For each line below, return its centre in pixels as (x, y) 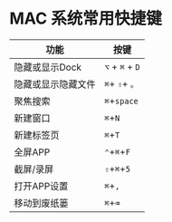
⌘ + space (121, 101)
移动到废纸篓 (42, 203)
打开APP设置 (41, 186)
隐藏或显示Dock (48, 67)
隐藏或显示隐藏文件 (55, 84)
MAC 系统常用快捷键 (86, 19)
